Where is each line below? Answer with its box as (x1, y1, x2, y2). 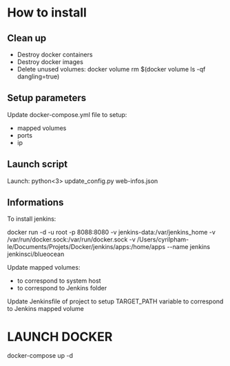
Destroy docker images (17, 58, 84, 66)
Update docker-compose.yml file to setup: (7, 110, 127, 118)
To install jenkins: (7, 215, 56, 223)
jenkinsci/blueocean (7, 250, 65, 259)
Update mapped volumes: (7, 263, 81, 272)
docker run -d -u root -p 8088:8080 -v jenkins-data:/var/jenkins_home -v (7, 228, 216, 237)
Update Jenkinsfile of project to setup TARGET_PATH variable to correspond (7, 297, 224, 305)
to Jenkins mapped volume (7, 305, 84, 313)
